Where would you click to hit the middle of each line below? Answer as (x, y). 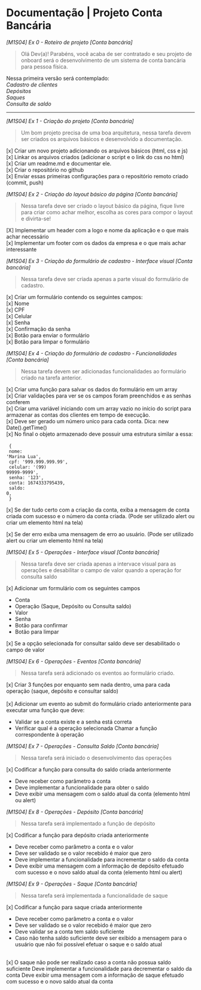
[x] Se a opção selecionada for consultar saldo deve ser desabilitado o (93, 643)
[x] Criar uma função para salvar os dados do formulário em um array (92, 389)
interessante (22, 249)
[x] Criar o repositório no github (45, 170)
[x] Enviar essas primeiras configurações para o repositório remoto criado (97, 176)
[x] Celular (19, 316)
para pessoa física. (44, 67)
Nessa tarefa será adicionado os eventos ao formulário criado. (98, 673)
